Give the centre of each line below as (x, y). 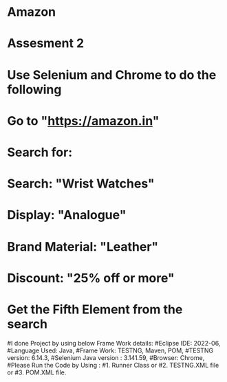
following (34, 89)
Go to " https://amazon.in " (83, 121)
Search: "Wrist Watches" (81, 184)
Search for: (40, 152)
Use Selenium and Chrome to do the (112, 75)
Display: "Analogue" (67, 215)
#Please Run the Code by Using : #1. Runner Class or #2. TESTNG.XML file (113, 365)
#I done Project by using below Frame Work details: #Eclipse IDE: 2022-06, (114, 343)
